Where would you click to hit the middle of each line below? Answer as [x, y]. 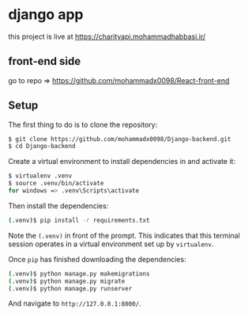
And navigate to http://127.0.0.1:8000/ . [75, 303]
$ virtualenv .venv [40, 176]
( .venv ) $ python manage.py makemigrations [79, 274]
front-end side [45, 61]
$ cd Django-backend [42, 147]
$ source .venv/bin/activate [56, 184]
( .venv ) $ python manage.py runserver [70, 288]
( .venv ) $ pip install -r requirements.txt [79, 220]
